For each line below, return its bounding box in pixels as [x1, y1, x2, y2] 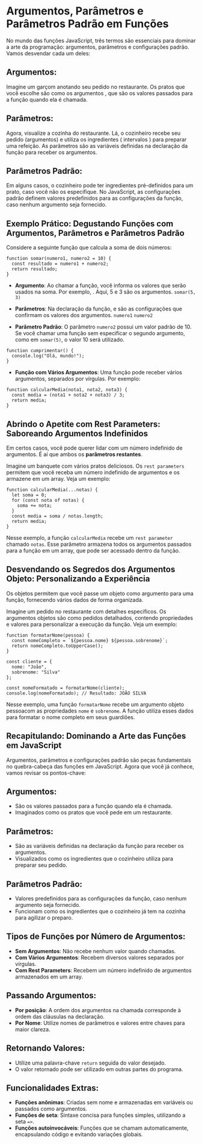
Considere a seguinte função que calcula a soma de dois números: [6, 244, 172, 251]
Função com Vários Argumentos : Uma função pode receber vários [14, 369, 182, 376]
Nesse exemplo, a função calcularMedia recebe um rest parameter [6, 534, 173, 541]
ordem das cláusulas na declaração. [14, 1013, 105, 1020]
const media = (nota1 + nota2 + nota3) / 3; [11, 392, 125, 398]
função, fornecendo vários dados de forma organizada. [6, 596, 144, 603]
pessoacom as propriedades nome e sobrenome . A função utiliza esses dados [6, 707, 194, 714]
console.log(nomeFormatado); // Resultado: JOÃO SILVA [6, 690, 147, 696]
